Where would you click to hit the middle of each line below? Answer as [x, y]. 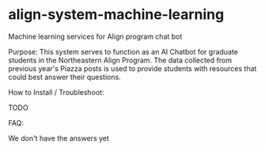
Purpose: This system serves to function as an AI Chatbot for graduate [123, 51]
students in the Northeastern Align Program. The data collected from [120, 60]
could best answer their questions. [64, 77]
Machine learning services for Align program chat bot [95, 36]
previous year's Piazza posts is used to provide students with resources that [132, 68]
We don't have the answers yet [59, 138]
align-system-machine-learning [116, 15]
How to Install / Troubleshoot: [56, 92]
